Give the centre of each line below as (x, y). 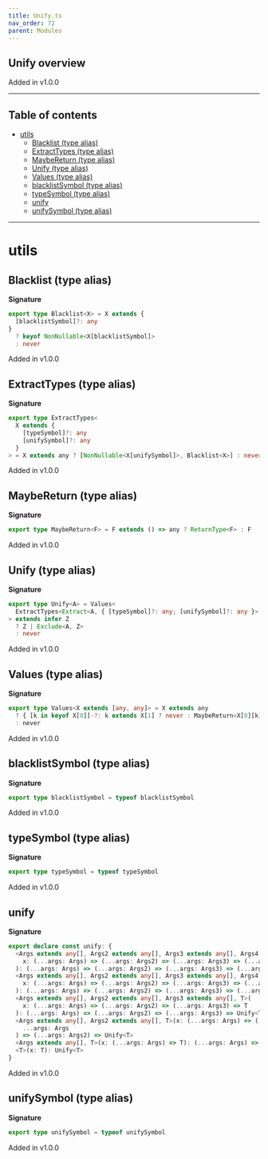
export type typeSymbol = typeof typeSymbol (83, 872)
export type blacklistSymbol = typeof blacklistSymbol (101, 797)
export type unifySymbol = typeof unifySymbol (87, 1132)
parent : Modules (35, 30)
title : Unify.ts (35, 16)
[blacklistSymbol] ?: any (57, 321)
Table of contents (53, 115)
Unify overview (47, 63)
